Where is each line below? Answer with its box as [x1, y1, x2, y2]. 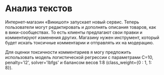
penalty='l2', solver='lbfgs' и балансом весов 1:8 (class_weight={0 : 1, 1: [5, 59, 152, 65]
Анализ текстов [5, 3, 72, 14]
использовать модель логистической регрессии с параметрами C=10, [5, 54, 153, 60]
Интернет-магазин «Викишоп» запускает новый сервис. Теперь [5, 19, 140, 25]
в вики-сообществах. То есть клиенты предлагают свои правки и [5, 29, 143, 35]
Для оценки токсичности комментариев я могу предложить [5, 49, 131, 55]
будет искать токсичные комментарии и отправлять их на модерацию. [5, 39, 154, 45]
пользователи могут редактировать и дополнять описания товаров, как [5, 24, 156, 30]
